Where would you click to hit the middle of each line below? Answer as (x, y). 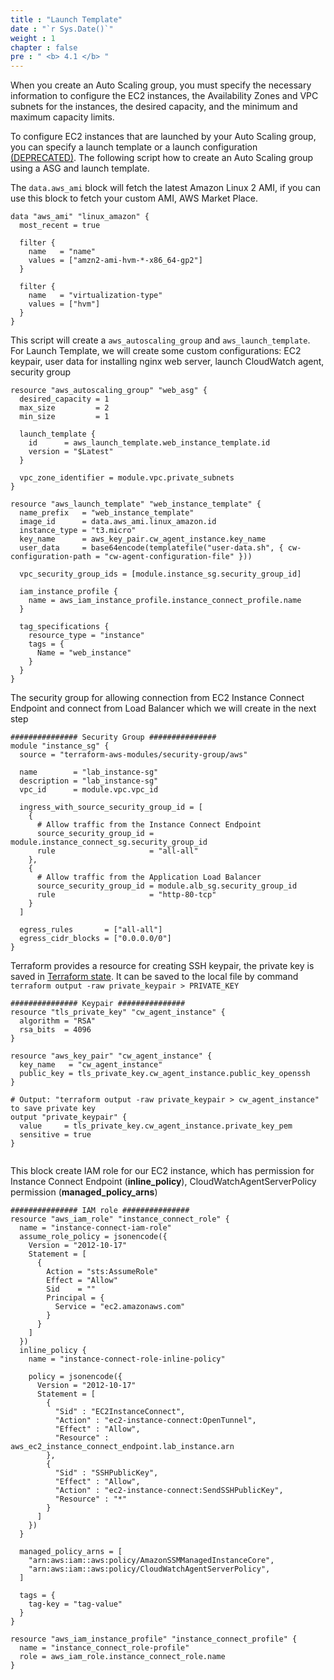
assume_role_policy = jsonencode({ (93, 1237)
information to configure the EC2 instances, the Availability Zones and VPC (164, 96)
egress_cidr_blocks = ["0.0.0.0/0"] (95, 939)
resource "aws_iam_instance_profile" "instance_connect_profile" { (154, 1639)
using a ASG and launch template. (80, 168)
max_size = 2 (64, 408)
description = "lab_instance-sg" (89, 781)
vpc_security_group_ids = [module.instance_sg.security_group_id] (160, 574)
